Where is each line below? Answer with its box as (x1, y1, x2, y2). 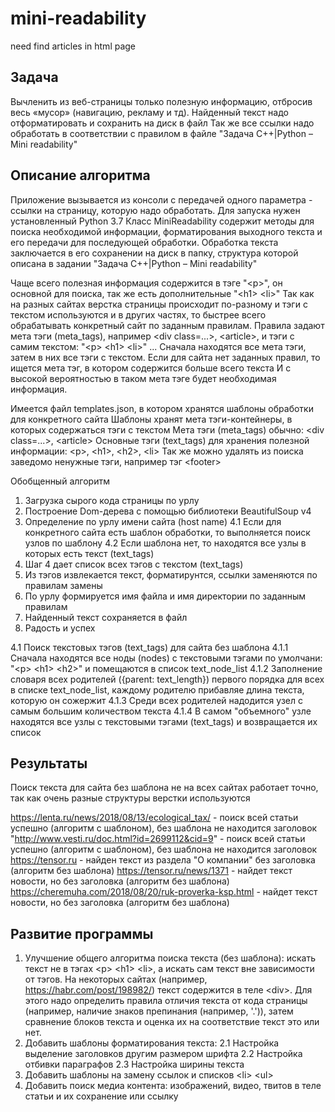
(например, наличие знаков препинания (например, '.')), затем (24, 1005, 294, 1017)
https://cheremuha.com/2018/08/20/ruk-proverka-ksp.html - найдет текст (10, 886, 318, 898)
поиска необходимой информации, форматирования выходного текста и (10, 225, 323, 237)
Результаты (10, 755, 88, 772)
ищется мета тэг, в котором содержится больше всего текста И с (10, 362, 292, 374)
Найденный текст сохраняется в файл (24, 611, 188, 623)
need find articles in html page (10, 40, 137, 52)
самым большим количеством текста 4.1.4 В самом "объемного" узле (10, 705, 312, 717)
